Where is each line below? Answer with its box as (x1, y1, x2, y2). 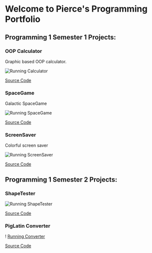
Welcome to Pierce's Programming (5, 3, 148, 15)
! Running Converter (5, 234, 45, 239)
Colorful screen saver (5, 142, 48, 149)
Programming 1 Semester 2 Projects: (5, 175, 118, 184)
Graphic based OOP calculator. (5, 58, 67, 64)
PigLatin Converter (5, 222, 51, 229)
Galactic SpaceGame (5, 101, 47, 106)
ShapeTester (5, 190, 35, 197)
